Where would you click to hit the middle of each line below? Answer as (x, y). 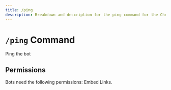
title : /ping (19, 10)
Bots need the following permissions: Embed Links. (59, 82)
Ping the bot (18, 54)
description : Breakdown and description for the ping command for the (82, 15)
